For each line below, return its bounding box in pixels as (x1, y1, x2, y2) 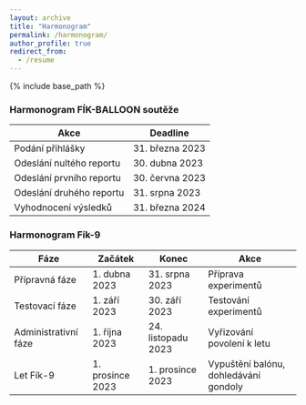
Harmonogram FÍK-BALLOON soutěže (9, 103, 179, 116)
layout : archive (9, 13, 71, 23)
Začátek (97, 252, 135, 265)
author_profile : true (9, 38, 92, 48)
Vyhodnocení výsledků (14, 201, 112, 214)
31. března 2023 (133, 142, 207, 155)
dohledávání (208, 369, 261, 381)
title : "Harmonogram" (9, 22, 92, 31)
